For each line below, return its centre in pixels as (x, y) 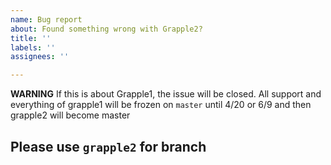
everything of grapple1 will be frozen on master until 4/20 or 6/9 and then (161, 105)
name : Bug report (46, 19)
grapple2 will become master (70, 115)
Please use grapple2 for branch (108, 146)
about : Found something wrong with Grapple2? (106, 29)
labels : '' (33, 47)
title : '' (31, 38)
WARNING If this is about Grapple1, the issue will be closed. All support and (166, 94)
